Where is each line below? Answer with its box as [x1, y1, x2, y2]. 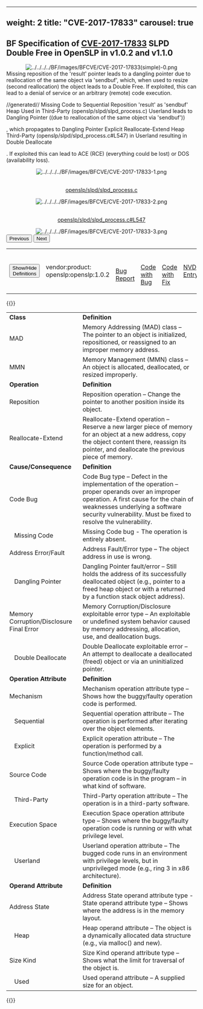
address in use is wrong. [82, 553, 152, 561]
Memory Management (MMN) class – [82, 356, 188, 364]
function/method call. [82, 749, 143, 758]
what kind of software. [82, 782, 146, 790]
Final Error [9, 625, 39, 633]
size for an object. [82, 981, 134, 990]
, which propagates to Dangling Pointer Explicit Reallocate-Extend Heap [6, 126, 185, 133]
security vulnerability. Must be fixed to [82, 510, 192, 519]
